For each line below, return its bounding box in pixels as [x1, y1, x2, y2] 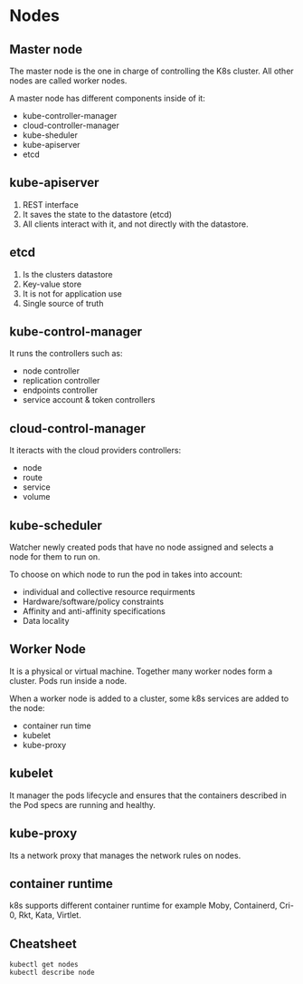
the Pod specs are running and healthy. [9, 799, 156, 810]
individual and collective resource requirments [22, 587, 196, 598]
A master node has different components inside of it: [9, 93, 205, 103]
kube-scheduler [9, 518, 102, 533]
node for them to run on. [9, 551, 101, 562]
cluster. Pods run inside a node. [9, 675, 128, 686]
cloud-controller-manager [22, 120, 119, 131]
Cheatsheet [9, 936, 77, 951]
